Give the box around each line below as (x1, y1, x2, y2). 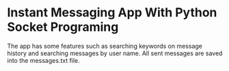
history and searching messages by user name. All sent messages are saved (7, 49, 223, 57)
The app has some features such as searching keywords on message (7, 42, 203, 50)
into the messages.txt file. (7, 56, 80, 64)
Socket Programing (7, 19, 119, 35)
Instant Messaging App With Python (7, 5, 217, 20)
